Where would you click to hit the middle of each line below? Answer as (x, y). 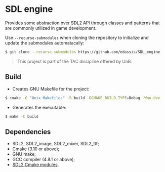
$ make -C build (22, 116)
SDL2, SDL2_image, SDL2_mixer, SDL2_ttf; (56, 144)
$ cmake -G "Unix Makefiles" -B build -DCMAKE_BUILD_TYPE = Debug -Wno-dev (83, 98)
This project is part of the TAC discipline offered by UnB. (75, 61)
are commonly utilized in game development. (51, 28)
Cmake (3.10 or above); (36, 149)
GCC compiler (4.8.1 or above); (43, 160)
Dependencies (28, 132)
